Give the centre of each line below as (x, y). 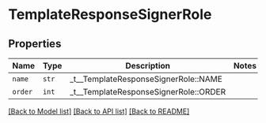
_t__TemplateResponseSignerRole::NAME (146, 79)
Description (148, 66)
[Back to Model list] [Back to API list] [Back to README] (99, 111)
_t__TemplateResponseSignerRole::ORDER (148, 92)
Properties (35, 44)
